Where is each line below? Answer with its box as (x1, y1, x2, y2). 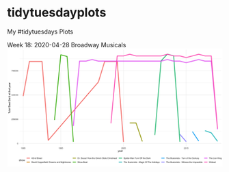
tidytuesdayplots (7, 5, 107, 21)
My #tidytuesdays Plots (7, 27, 74, 36)
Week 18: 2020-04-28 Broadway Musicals (7, 40, 126, 49)
